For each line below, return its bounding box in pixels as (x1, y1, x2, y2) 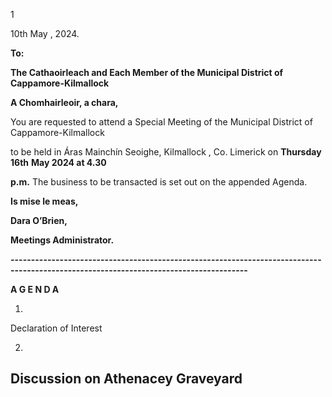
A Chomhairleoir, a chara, (10, 97, 119, 108)
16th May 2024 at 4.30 (10, 157, 107, 168)
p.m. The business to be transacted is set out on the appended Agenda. (10, 176, 308, 188)
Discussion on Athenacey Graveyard (10, 370, 243, 388)
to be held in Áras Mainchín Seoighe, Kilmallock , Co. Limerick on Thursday (10, 146, 322, 158)
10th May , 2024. (10, 28, 80, 39)
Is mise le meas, (10, 195, 79, 207)
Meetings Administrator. (10, 234, 115, 246)
